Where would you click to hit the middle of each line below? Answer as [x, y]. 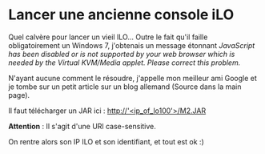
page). [19, 95]
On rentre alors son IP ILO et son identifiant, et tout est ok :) [106, 141]
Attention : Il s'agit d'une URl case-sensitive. [82, 126]
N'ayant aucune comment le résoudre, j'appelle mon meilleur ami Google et [133, 78]
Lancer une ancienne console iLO [121, 15]
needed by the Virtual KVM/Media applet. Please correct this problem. [124, 63]
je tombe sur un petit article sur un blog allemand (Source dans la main [125, 87]
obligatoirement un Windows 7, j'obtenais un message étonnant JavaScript [132, 45]
